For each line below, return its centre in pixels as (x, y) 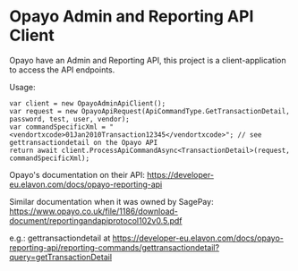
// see (250, 135)
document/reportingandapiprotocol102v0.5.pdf (96, 220)
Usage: (22, 87)
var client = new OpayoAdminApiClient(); (88, 103)
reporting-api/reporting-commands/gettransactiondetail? (115, 247)
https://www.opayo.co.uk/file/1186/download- (94, 211)
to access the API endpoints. (62, 70)
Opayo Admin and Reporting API (132, 17)
